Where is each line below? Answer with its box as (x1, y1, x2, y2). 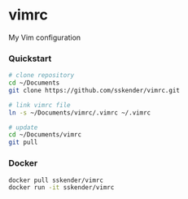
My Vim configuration (8, 32, 81, 42)
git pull (8, 138, 38, 147)
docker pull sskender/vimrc (8, 176, 104, 184)
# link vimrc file (8, 101, 71, 109)
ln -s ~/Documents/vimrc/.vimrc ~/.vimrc (8, 108, 151, 117)
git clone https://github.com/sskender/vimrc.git (8, 86, 181, 94)
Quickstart (8, 53, 52, 64)
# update (8, 123, 38, 132)
